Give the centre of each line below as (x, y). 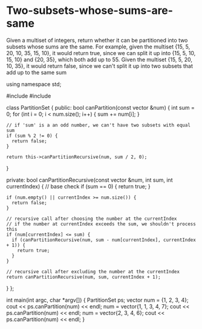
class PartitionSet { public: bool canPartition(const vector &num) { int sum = (100, 107)
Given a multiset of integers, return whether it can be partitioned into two (97, 40)
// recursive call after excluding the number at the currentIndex (93, 271)
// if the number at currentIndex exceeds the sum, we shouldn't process (101, 224)
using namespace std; (34, 84)
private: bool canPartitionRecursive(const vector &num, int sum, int (90, 180)
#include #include (29, 96)
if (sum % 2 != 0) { (32, 136)
